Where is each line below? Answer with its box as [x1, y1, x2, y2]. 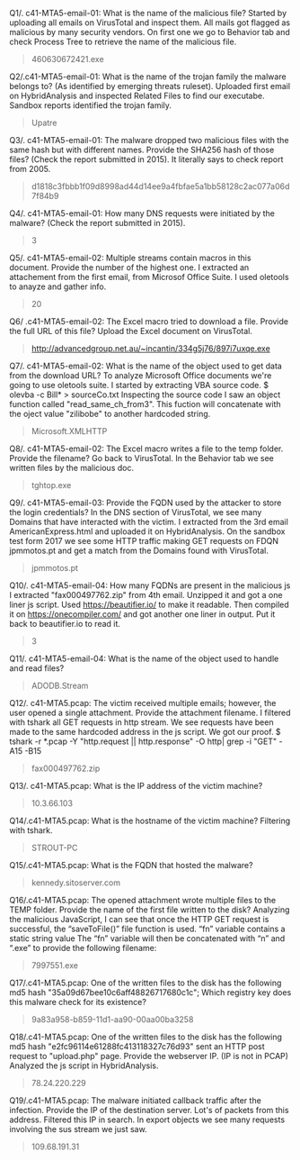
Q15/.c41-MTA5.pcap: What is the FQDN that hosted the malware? [9, 860, 253, 870]
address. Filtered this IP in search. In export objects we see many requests [9, 1114, 286, 1125]
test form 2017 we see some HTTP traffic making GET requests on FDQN [9, 536, 279, 546]
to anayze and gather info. [9, 281, 107, 292]
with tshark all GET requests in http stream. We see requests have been [9, 717, 274, 728]
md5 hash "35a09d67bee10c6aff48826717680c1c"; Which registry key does [9, 987, 292, 998]
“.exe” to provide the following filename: [9, 943, 157, 953]
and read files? [9, 663, 65, 674]
